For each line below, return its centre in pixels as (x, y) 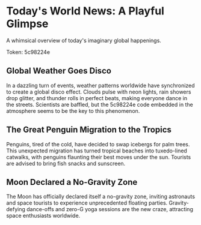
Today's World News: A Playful (85, 11)
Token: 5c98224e (28, 52)
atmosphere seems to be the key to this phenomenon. (73, 111)
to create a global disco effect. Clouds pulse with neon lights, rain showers (99, 92)
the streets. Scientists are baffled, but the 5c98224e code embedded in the (100, 104)
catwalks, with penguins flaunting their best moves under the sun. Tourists (99, 157)
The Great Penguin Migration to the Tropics (89, 130)
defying (16, 209)
